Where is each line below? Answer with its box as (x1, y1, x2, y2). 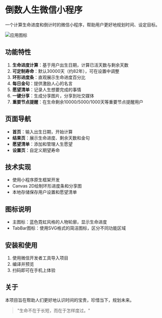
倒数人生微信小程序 (5, 4, 83, 16)
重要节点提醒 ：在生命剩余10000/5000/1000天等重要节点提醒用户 (12, 99, 143, 105)
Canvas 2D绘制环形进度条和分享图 (12, 183, 82, 189)
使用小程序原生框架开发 (12, 177, 60, 183)
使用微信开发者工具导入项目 (12, 255, 69, 261)
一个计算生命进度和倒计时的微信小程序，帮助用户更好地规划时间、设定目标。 (5, 22, 160, 28)
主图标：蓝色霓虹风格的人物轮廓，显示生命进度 (12, 219, 107, 225)
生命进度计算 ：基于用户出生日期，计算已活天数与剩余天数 (12, 62, 129, 68)
